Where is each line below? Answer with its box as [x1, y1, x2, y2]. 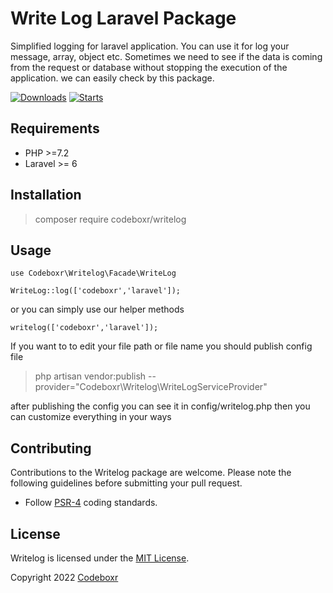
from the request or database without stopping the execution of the [10, 61, 288, 73]
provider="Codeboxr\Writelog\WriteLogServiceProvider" [34, 381, 268, 393]
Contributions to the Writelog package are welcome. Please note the [10, 467, 292, 479]
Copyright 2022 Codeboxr [10, 572, 119, 583]
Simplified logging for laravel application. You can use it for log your [10, 40, 290, 52]
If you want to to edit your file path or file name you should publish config [10, 340, 313, 352]
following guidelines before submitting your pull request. [10, 477, 243, 489]
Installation [10, 187, 82, 204]
